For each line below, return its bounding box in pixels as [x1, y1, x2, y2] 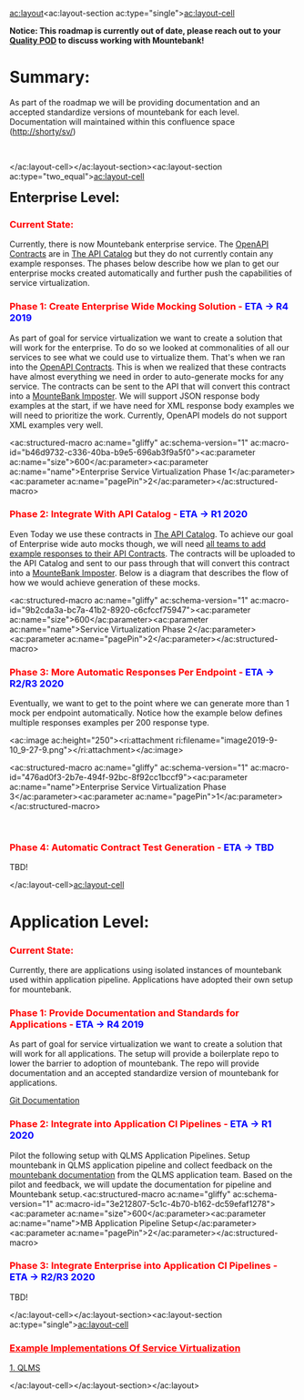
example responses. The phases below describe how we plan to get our [9, 259, 279, 269]
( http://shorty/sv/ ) [9, 126, 76, 137]
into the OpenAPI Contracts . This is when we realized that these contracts [9, 361, 287, 372]
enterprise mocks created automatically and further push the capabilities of [9, 268, 293, 279]
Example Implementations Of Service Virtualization [9, 1342, 241, 1354]
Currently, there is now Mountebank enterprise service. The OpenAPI [9, 238, 269, 249]
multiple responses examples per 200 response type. [9, 717, 209, 728]
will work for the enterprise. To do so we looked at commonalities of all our [9, 341, 289, 353]
